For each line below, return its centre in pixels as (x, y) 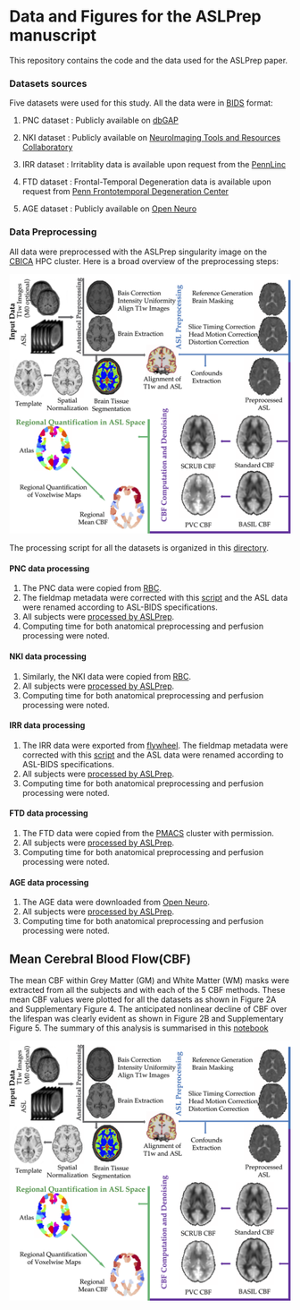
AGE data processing (49, 882)
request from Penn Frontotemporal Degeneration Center (125, 192)
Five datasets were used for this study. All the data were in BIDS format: (142, 103)
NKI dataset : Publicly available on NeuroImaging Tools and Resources (151, 138)
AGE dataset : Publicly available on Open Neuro (109, 209)
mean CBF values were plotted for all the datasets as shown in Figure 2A (143, 999)
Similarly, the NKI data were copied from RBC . (107, 676)
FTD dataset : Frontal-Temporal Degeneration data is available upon (147, 182)
